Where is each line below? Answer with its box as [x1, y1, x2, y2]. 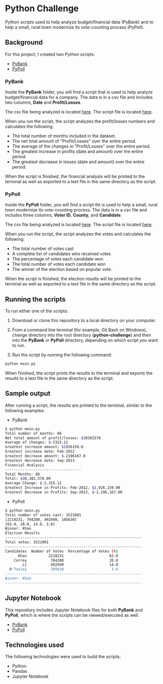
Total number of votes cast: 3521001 [5, 513, 81, 517]
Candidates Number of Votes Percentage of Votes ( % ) [5, 549, 118, 553]
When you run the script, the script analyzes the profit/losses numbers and [5, 118, 155, 124]
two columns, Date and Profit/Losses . [5, 99, 81, 105]
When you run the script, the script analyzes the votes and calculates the [5, 231, 151, 237]
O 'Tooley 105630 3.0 [9, 567, 118, 572]
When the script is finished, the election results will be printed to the [5, 276, 142, 282]
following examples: [5, 407, 45, 413]
